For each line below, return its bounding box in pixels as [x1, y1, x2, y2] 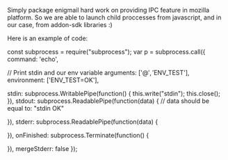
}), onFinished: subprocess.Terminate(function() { [7, 131, 149, 139]
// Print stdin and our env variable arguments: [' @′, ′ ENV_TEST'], [7, 69, 190, 77]
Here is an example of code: [7, 34, 88, 42]
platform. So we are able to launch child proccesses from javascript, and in [7, 13, 222, 22]
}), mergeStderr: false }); [7, 145, 78, 152]
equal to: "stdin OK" [7, 104, 65, 112]
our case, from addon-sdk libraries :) [7, 21, 113, 29]
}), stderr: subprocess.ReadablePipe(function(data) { [7, 118, 158, 126]
